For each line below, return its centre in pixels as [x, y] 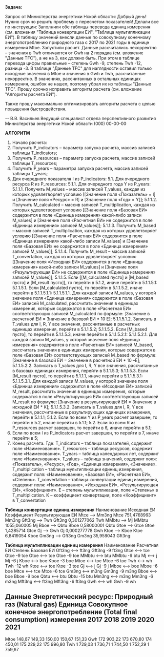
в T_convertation [29, 500]
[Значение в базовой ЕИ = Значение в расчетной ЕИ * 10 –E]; [76, 360]
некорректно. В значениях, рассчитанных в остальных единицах [73, 79]
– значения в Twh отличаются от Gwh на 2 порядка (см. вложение [74, 53]
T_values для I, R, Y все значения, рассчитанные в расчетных [76, 324]
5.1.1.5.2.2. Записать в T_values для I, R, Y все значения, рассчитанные [85, 365]
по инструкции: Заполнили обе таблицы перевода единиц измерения [78, 27]
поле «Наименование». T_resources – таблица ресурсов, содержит [82, 448]
